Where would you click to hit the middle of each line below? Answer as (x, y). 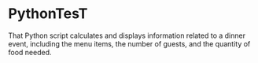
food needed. (30, 52)
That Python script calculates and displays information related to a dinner (127, 35)
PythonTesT (48, 14)
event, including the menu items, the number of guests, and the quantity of (129, 43)
